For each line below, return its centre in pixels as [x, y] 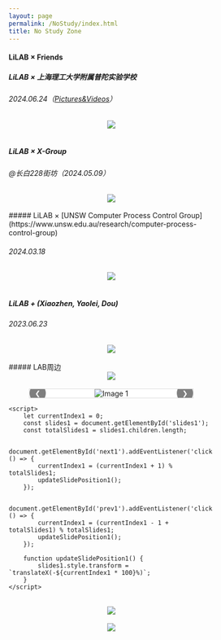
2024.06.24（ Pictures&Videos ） [63, 99]
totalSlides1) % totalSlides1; [61, 530]
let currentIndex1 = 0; [63, 416]
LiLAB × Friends [36, 57]
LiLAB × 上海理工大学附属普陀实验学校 [73, 77]
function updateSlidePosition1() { [83, 559]
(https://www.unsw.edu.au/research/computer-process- [102, 224]
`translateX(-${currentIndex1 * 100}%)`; [80, 572]
